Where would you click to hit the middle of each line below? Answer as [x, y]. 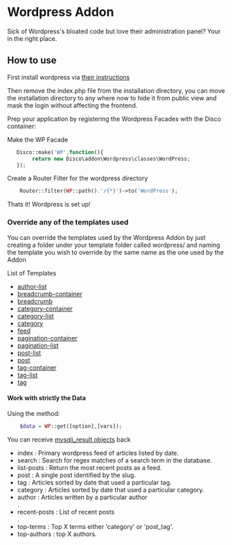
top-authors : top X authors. [57, 534]
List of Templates [32, 273]
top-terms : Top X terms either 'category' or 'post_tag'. [95, 526]
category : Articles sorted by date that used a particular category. [110, 490]
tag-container [37, 367]
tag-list [27, 374]
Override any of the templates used [68, 223]
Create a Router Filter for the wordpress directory [78, 178]
